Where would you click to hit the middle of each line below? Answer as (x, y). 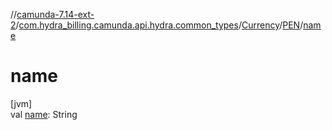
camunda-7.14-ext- (55, 14)
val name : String (44, 114)
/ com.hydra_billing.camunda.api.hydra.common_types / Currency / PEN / (159, 25)
